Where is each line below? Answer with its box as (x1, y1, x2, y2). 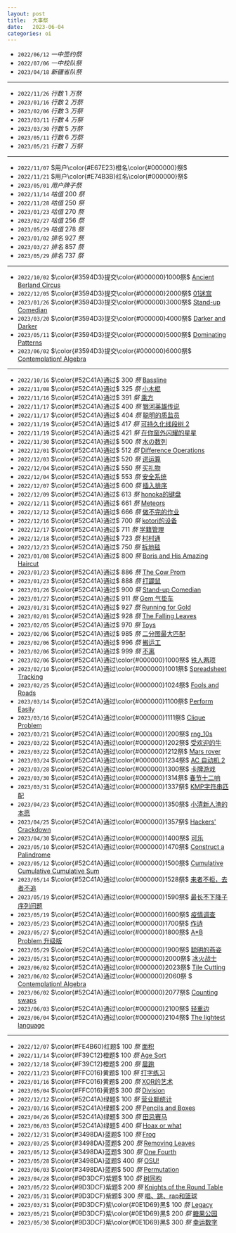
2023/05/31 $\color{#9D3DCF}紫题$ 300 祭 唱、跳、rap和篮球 (17, 1192, 198, 1200)
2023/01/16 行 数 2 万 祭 (17, 98, 83, 106)
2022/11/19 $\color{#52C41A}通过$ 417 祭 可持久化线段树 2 (17, 420, 190, 428)
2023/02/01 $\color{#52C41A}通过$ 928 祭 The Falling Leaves (17, 612, 197, 620)
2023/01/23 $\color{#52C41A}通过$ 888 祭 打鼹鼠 (17, 577, 162, 585)
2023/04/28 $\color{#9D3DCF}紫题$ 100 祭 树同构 (17, 1174, 162, 1182)
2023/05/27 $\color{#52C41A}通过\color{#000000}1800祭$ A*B (17, 928, 204, 936)
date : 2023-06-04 (7, 23, 65, 30)
